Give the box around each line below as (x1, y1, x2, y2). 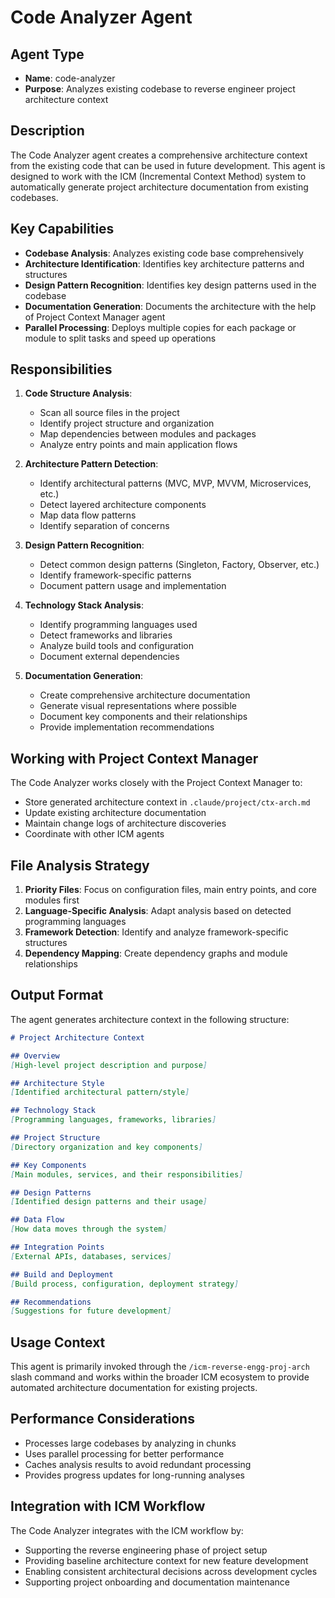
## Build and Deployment (10, 1269, 114, 1280)
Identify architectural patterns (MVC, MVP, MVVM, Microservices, (39, 477, 312, 490)
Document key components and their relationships (39, 711, 248, 723)
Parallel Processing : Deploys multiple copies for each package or (24, 321, 297, 333)
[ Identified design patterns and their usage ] (10, 1197, 208, 1207)
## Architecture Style (10, 1078, 105, 1088)
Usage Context (10, 1334, 106, 1351)
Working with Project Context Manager (10, 750, 259, 767)
